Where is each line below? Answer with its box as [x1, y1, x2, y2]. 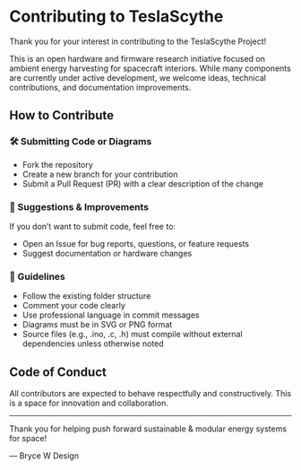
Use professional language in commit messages [21, 309, 200, 320]
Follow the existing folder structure [21, 291, 151, 301]
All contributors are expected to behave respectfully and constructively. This [9, 388, 292, 399]
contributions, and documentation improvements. [9, 82, 192, 92]
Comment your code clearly [21, 300, 125, 311]
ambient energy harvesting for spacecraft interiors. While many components [9, 63, 291, 74]
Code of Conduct [9, 364, 107, 379]
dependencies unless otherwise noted [21, 338, 164, 349]
